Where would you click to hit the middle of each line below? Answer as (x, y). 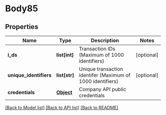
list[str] (65, 75)
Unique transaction (101, 69)
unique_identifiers (30, 75)
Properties (22, 27)
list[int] (65, 55)
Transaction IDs (97, 49)
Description (105, 41)
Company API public (103, 89)
